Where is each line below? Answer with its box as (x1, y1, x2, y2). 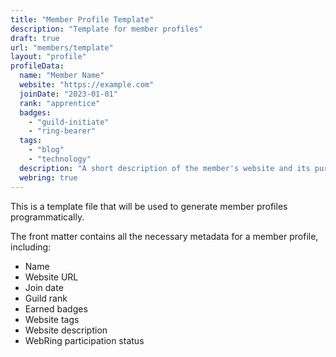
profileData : (10, 61, 65, 71)
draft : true (10, 33, 60, 43)
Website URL (24, 271, 79, 283)
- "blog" (28, 145, 65, 155)
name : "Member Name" (19, 71, 105, 81)
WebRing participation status (24, 334, 145, 346)
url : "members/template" (10, 42, 114, 53)
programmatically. (10, 211, 85, 223)
